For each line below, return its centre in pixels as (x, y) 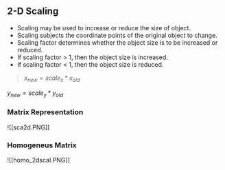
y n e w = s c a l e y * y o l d (35, 94)
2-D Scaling (33, 11)
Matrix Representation (45, 112)
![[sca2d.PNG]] (28, 127)
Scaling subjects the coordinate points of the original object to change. (117, 35)
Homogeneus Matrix (42, 145)
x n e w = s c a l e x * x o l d (52, 78)
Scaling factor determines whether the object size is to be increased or (117, 42)
